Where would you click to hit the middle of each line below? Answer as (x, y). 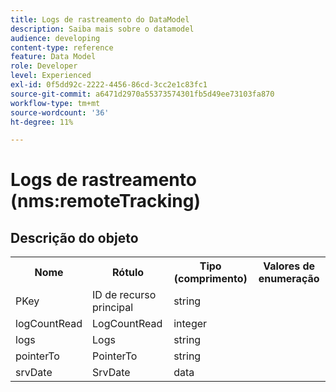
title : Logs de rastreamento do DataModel (100, 19)
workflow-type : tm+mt (55, 103)
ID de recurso (124, 295)
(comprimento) (210, 279)
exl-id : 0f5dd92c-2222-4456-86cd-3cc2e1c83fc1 (109, 85)
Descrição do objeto (74, 237)
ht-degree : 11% (42, 122)
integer (190, 324)
